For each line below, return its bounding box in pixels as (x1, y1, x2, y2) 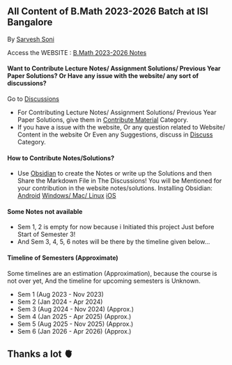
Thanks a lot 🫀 (7, 348, 73, 360)
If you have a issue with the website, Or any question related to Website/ (17, 123, 225, 132)
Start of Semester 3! (17, 230, 76, 239)
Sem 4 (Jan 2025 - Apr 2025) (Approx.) (17, 312, 132, 320)
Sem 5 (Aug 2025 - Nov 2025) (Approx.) (17, 320, 134, 328)
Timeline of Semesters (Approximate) (7, 254, 118, 262)
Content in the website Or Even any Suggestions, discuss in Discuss (17, 130, 213, 139)
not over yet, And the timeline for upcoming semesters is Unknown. (7, 277, 201, 285)
